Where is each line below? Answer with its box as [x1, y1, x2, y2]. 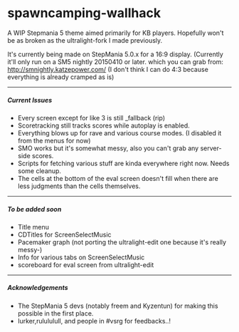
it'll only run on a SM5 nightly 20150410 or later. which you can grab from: [7, 57, 224, 66]
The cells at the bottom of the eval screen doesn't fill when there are [17, 174, 218, 182]
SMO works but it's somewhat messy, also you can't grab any [17, 144, 199, 152]
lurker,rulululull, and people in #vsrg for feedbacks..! [17, 316, 171, 325]
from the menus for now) [17, 136, 91, 145]
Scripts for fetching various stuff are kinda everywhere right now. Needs [17, 159, 230, 167]
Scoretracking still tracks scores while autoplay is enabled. [17, 121, 190, 130]
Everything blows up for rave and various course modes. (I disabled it [17, 128, 222, 137]
